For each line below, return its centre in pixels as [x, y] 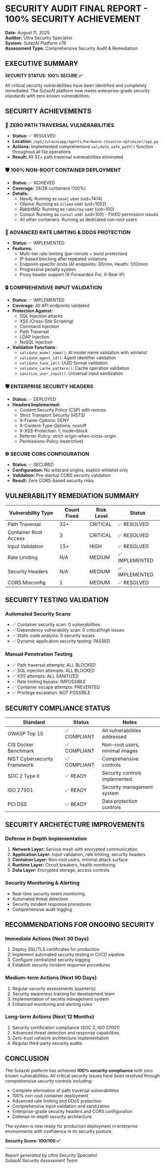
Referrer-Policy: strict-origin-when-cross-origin [68, 436]
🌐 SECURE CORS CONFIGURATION [47, 454]
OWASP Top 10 [26, 733]
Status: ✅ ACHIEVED [34, 183]
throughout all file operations [41, 152]
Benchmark [21, 751]
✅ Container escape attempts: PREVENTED [56, 687]
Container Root [25, 532]
